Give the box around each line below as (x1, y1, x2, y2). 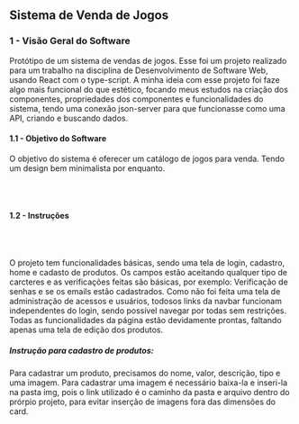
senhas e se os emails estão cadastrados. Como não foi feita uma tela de (9, 286, 281, 297)
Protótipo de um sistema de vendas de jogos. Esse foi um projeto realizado (9, 55, 287, 66)
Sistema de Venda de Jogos (9, 8, 169, 23)
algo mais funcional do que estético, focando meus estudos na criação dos (9, 84, 288, 95)
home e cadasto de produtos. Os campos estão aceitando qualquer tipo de (9, 267, 288, 278)
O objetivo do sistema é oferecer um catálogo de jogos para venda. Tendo (9, 153, 285, 164)
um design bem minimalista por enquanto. (9, 162, 166, 174)
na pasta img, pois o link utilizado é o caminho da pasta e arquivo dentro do (9, 387, 290, 398)
